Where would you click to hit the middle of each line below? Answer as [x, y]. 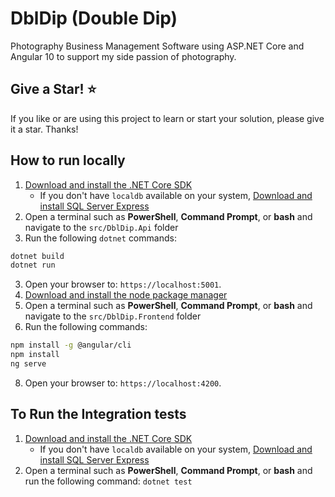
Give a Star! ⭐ [53, 89]
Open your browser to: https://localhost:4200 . [123, 383]
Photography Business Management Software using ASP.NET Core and [157, 46]
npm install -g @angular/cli [71, 345]
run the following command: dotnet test [108, 481]
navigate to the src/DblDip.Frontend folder [113, 316]
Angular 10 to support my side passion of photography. [123, 56]
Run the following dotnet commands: [100, 238]
